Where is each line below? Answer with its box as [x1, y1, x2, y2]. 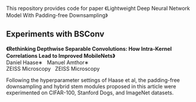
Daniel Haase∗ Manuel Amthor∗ [6, 58, 89, 66]
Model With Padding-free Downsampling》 [6, 12, 108, 19]
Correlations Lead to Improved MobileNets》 [6, 52, 115, 59]
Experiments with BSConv [6, 29, 105, 40]
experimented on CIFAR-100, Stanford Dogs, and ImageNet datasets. [6, 89, 174, 96]
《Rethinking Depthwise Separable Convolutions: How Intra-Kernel [6, 45, 172, 52]
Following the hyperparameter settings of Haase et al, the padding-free [6, 76, 180, 84]
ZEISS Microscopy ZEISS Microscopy [6, 65, 100, 72]
